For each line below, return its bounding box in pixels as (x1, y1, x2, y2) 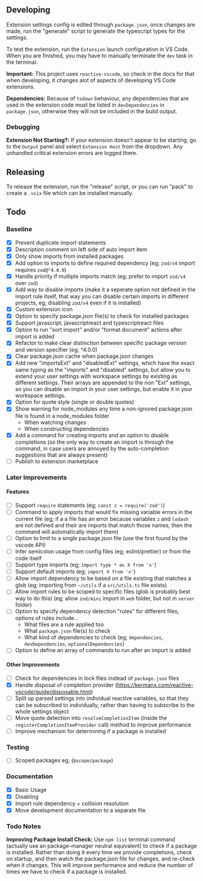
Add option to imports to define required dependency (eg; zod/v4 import (15, 259, 196, 266)
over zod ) (15, 279, 38, 286)
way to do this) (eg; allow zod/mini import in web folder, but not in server (15, 595, 195, 602)
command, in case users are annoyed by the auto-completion (15, 444, 169, 452)
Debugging (6, 122, 40, 131)
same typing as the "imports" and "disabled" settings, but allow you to (15, 366, 191, 374)
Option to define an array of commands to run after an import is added (15, 647, 191, 654)
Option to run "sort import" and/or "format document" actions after (15, 326, 183, 334)
